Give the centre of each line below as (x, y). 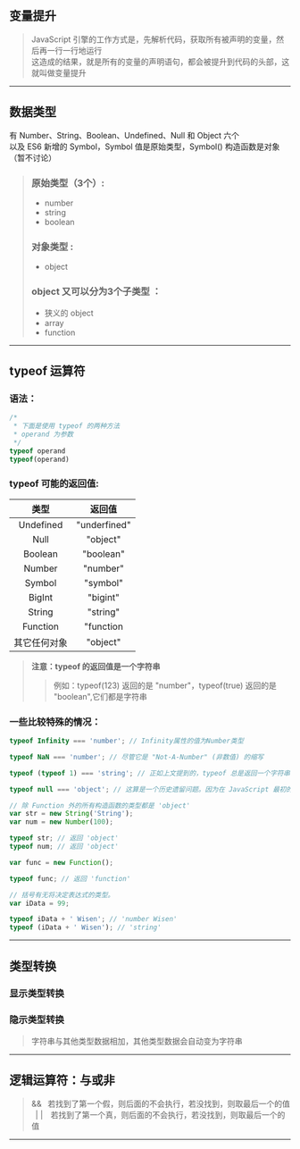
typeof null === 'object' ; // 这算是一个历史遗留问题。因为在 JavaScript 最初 (148, 789)
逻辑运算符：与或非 (62, 1081)
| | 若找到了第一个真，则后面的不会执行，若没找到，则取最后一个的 (160, 1114)
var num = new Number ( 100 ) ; (62, 822)
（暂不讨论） (33, 157)
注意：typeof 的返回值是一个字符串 (96, 666)
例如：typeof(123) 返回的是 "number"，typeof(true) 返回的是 (165, 685)
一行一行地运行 (75, 50)
